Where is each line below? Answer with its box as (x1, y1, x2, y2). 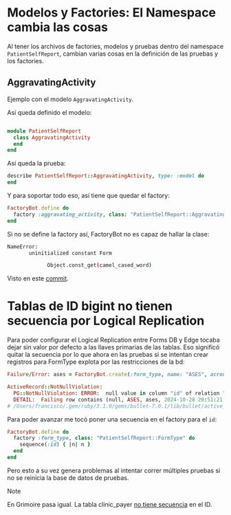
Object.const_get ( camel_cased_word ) (47, 262, 153, 269)
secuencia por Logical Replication (7, 313, 205, 329)
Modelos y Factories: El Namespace (7, 5, 217, 21)
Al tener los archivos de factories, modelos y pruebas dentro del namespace (7, 42, 224, 50)
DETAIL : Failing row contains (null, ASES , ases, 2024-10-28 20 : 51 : (13, 396, 217, 403)
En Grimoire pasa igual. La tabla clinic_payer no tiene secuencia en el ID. (7, 500, 212, 508)
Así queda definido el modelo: (7, 108, 92, 116)
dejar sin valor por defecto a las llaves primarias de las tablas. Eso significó (7, 343, 220, 351)
